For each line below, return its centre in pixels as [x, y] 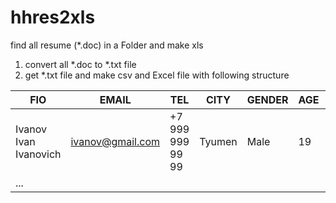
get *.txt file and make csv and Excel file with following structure [157, 75]
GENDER [267, 99]
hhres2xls [53, 17]
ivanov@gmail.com [115, 141]
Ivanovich [38, 154]
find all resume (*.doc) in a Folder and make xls [107, 45]
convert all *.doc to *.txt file [80, 64]
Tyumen [218, 141]
